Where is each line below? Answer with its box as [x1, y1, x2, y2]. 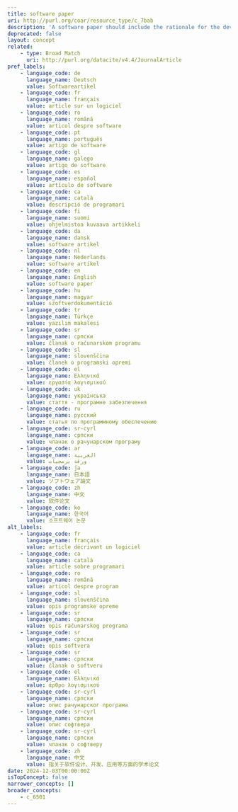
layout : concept [7, 37, 55, 44]
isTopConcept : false [7, 774, 69, 781]
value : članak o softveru [25, 662, 103, 669]
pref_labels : [7, 63, 46, 70]
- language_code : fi [20, 208, 81, 215]
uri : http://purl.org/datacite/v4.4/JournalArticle [25, 57, 182, 64]
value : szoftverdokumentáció [25, 300, 113, 307]
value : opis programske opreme [25, 602, 119, 610]
